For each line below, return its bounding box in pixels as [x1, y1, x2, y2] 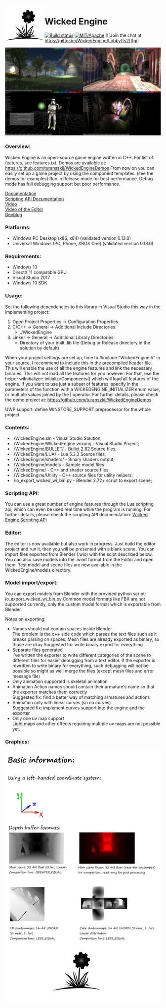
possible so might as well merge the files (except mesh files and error [12, 668, 154, 673]
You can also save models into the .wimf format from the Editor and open [5, 556, 154, 562]
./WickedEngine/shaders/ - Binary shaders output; [12, 456, 115, 462]
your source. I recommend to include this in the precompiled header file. [5, 360, 152, 366]
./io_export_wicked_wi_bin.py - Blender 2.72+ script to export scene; [12, 477, 152, 483]
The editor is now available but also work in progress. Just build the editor [5, 540, 156, 546]
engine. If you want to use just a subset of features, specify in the [5, 381, 139, 387]
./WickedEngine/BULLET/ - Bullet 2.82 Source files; [12, 446, 117, 452]
